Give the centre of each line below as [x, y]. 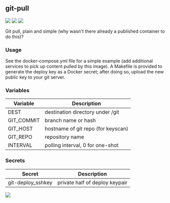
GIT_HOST [20, 129]
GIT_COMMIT [24, 120]
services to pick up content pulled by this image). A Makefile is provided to [84, 66]
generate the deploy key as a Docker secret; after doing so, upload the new [85, 72]
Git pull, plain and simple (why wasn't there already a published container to [85, 31]
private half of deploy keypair [92, 182]
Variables [17, 90]
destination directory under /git [82, 112]
